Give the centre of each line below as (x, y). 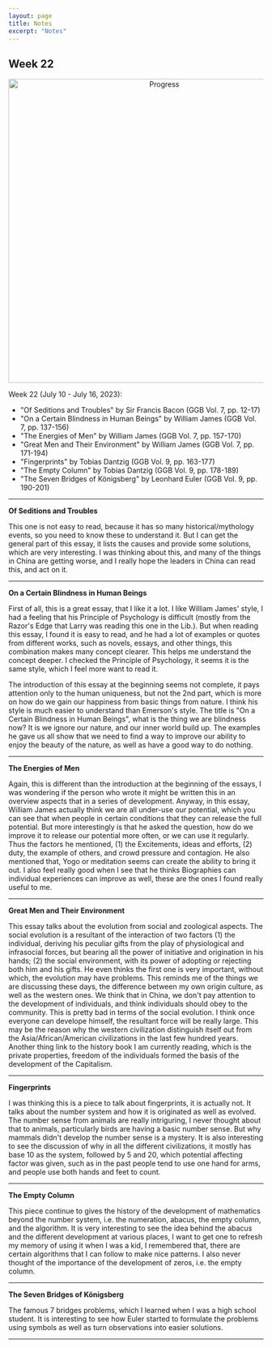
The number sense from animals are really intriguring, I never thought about (135, 1120)
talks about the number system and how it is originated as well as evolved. (132, 1112)
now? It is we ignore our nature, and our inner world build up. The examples (134, 728)
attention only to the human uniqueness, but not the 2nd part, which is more (135, 693)
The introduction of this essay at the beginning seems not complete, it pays (134, 685)
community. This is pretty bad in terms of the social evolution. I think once (132, 1012)
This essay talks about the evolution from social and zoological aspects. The (136, 926)
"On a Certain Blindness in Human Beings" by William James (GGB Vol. (138, 419)
